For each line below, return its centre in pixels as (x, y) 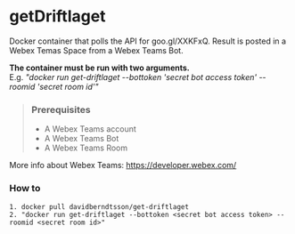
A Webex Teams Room (86, 148)
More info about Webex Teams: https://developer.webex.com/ (123, 165)
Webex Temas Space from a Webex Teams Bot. (97, 50)
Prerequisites (61, 109)
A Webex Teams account (90, 129)
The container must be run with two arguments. (99, 68)
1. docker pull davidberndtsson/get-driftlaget (99, 206)
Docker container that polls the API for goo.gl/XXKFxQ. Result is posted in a (148, 41)
